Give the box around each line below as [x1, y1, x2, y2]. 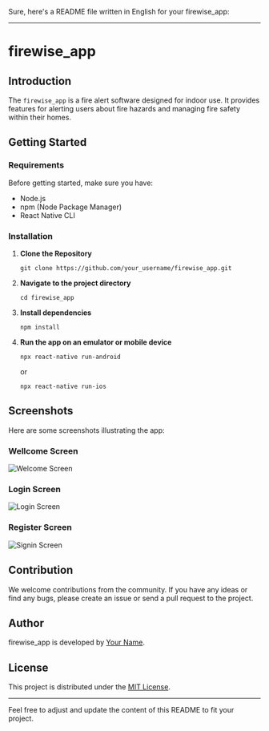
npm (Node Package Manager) [19, 202, 122, 212]
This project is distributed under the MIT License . [8, 682, 171, 692]
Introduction [8, 74, 72, 87]
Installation [8, 230, 54, 241]
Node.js [19, 193, 46, 203]
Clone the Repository [19, 248, 92, 258]
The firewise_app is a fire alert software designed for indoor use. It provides [8, 95, 260, 105]
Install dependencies [19, 308, 92, 317]
